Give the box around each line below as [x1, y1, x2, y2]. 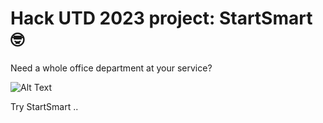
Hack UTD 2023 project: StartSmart [10, 7, 313, 30]
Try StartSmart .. [10, 100, 79, 112]
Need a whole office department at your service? [10, 62, 213, 74]
